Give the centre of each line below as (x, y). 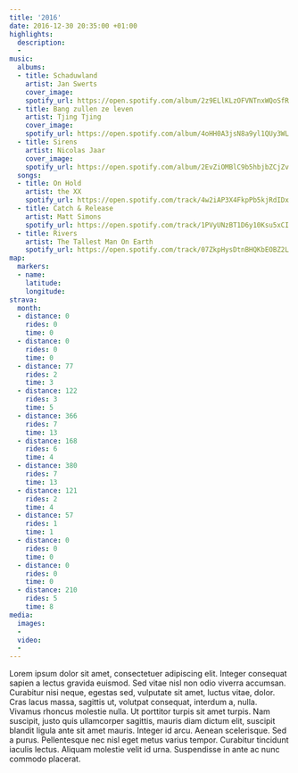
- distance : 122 (47, 391)
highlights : (31, 34)
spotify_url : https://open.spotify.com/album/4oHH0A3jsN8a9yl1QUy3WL (157, 134)
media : (21, 615)
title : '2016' (36, 17)
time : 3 (39, 383)
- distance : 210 (47, 590)
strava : (24, 300)
